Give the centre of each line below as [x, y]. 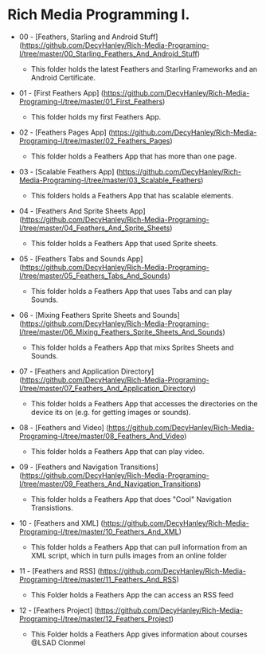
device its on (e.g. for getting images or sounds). [111, 412]
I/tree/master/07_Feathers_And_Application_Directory [106, 388]
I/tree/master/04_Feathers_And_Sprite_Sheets [94, 228]
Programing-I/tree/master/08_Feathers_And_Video [102, 436]
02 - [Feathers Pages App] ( [65, 132]
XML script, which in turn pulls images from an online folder [129, 555]
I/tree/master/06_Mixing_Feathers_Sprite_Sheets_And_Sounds [121, 331]
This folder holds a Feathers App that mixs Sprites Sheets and [132, 347]
